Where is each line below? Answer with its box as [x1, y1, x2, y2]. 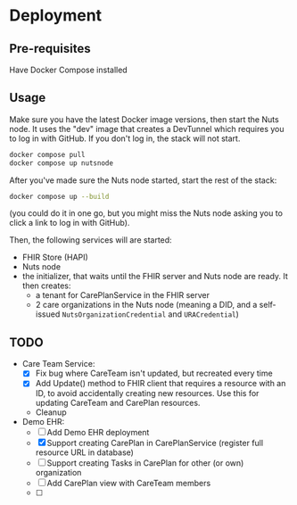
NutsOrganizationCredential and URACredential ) [62, 309, 239, 319]
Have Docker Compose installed [9, 64, 128, 75]
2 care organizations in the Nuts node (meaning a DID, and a [35, 300, 258, 310]
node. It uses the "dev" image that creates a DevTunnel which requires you [9, 123, 285, 134]
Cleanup [35, 407, 67, 418]
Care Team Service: [21, 359, 95, 369]
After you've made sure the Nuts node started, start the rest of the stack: [9, 175, 277, 186]
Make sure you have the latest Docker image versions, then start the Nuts [9, 113, 279, 125]
